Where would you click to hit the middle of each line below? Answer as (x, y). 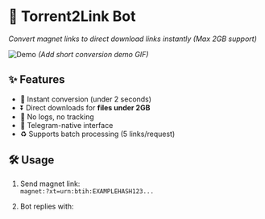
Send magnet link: (50, 184)
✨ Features (37, 80)
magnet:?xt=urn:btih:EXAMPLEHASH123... (87, 191)
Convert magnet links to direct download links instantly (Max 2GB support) (133, 39)
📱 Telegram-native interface (66, 125)
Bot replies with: (47, 206)
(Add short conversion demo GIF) (93, 54)
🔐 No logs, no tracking (57, 117)
